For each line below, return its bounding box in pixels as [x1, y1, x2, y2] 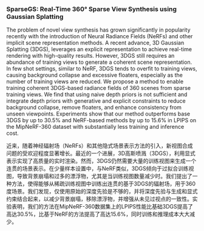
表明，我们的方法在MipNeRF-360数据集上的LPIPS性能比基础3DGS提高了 [11, 203, 193, 210]
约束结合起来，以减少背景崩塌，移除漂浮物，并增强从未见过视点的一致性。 [6, 195, 192, 202]
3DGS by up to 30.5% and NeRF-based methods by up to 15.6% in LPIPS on [6, 117, 197, 124]
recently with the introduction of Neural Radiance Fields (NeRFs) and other [6, 33, 193, 40]
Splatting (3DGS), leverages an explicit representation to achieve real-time [6, 46, 192, 53]
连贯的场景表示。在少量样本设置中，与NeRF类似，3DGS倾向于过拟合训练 [6, 165, 189, 172]
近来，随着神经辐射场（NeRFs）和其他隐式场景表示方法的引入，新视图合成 [6, 142, 193, 150]
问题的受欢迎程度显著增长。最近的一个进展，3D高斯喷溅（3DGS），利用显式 [6, 150, 195, 157]
